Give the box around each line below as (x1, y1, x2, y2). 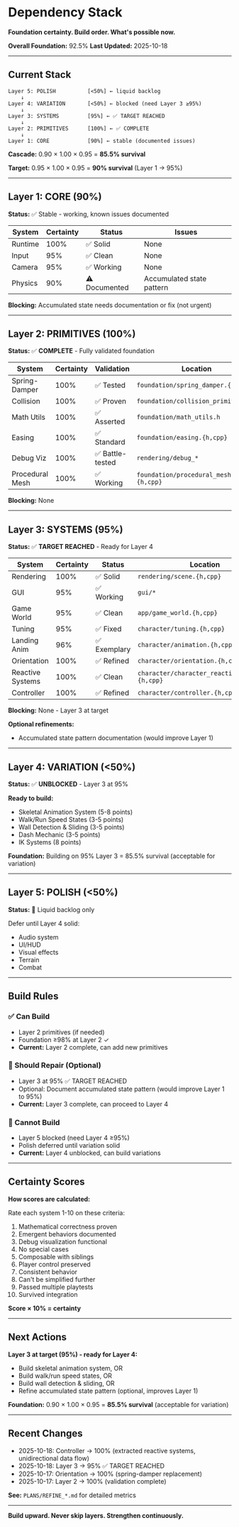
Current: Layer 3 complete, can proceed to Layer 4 (18, 1099, 169, 1108)
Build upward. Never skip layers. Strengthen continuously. (8, 1511, 184, 1520)
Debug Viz (11, 453, 47, 463)
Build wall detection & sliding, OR (18, 1379, 116, 1387)
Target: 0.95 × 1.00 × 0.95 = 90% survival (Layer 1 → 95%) (8, 163, 183, 172)
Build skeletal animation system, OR (18, 1364, 123, 1372)
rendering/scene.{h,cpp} (138, 572, 222, 581)
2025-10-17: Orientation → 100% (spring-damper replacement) (18, 1469, 203, 1478)
